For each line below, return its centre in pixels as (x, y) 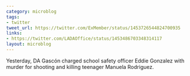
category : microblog (32, 11)
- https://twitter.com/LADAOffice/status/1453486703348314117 (84, 39)
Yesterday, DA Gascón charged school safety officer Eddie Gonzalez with (95, 61)
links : (14, 33)
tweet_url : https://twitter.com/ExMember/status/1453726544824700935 (94, 28)
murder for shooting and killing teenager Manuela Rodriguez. (80, 67)
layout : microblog (29, 44)
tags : (13, 17)
